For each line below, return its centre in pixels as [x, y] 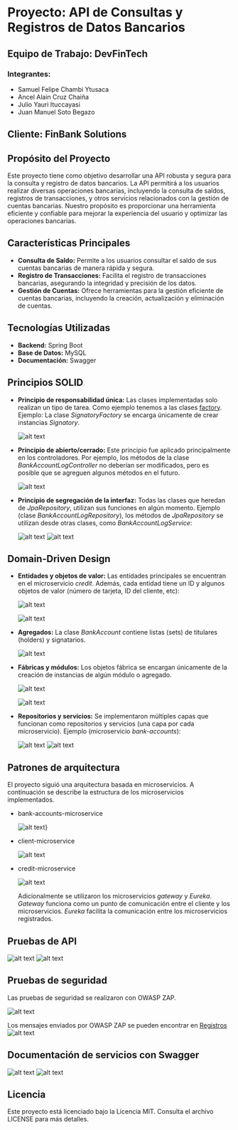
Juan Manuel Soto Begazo [56, 112]
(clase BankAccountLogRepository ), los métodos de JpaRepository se [120, 515]
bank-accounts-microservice [60, 814]
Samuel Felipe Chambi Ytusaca [63, 89]
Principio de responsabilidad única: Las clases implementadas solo [118, 399]
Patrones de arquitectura [64, 767]
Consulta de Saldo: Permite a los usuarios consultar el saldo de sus [117, 260]
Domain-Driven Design [59, 559]
